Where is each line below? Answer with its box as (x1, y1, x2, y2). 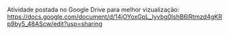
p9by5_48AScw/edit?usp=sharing (7, 20, 103, 27)
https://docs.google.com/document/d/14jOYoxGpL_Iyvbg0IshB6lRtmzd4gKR (7, 13, 222, 21)
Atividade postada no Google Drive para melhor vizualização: (7, 6, 180, 13)
